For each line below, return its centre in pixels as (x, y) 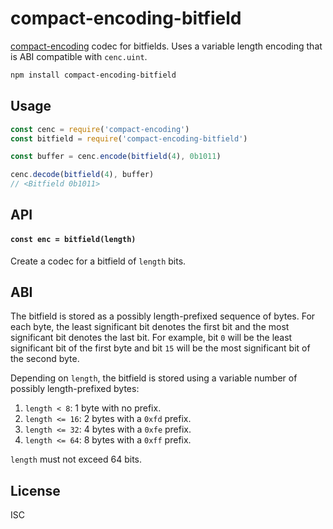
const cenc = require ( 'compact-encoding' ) (100, 129)
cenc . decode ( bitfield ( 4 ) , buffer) (82, 175)
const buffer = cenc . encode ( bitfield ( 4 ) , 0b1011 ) (116, 157)
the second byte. (45, 359)
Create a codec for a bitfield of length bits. (98, 261)
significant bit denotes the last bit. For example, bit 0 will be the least (151, 338)
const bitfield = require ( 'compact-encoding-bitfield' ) (129, 138)
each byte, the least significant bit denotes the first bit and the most (150, 327)
